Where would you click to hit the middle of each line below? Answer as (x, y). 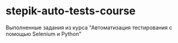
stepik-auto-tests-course (71, 11)
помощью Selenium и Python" (44, 33)
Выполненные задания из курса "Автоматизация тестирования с (89, 27)
